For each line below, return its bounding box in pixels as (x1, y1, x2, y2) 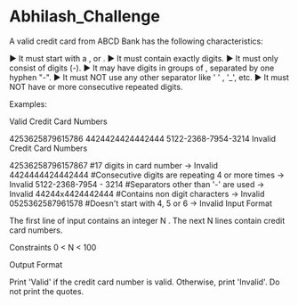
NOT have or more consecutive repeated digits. (9, 81, 183, 92)
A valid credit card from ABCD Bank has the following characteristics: (9, 36, 264, 46)
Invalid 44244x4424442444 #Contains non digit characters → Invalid (9, 188, 265, 199)
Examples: (9, 98, 47, 109)
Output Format (9, 259, 63, 269)
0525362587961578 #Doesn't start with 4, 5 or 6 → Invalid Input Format (9, 198, 273, 209)
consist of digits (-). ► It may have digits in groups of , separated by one (9, 62, 275, 73)
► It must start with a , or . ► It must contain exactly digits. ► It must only (9, 53, 278, 63)
